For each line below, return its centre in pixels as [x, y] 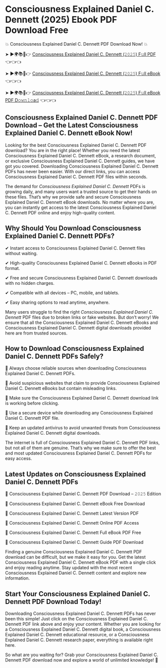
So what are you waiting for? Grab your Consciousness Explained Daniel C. [82, 655]
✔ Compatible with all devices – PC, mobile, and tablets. [62, 293]
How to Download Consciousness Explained [75, 348]
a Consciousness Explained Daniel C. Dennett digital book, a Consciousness [83, 629]
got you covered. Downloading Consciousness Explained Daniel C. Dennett [82, 166]
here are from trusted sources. [36, 333]
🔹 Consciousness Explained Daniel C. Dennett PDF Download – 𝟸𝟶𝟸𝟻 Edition [83, 494]
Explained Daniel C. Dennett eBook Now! [69, 133]
